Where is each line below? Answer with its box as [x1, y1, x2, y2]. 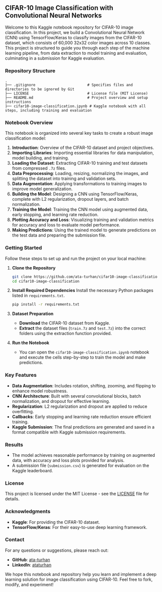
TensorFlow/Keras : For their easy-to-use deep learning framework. [12, 524, 147, 530]
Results [5, 441, 23, 448]
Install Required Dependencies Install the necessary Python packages [12, 288, 154, 293]
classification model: [5, 135, 46, 141]
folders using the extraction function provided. [19, 331, 112, 336]
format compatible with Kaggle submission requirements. [12, 429, 126, 435]
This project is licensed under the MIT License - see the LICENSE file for [5, 491, 149, 496]
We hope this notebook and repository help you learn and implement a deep [5, 571, 157, 577]
